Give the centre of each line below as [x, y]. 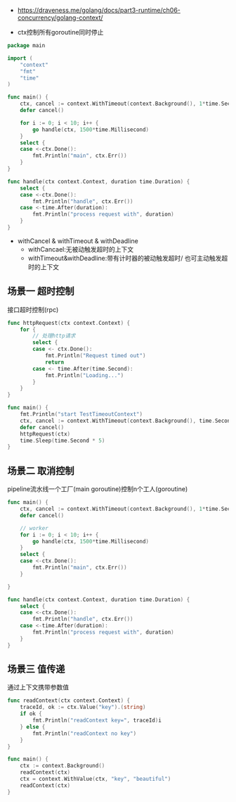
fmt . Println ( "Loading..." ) [84, 375]
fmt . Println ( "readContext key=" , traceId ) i [97, 721]
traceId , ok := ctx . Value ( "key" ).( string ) [83, 708]
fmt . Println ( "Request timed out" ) [95, 356]
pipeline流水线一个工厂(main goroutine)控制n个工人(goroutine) [98, 489]
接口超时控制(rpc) [33, 309]
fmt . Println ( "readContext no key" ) [85, 733]
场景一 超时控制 [41, 291]
